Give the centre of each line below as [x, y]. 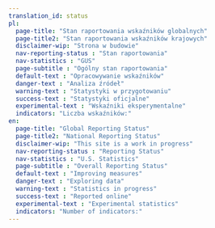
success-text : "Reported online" [74, 196]
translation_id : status [48, 16]
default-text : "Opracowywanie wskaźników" [90, 76]
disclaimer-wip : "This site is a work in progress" [105, 144]
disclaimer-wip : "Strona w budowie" [77, 46]
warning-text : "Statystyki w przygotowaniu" [94, 91]
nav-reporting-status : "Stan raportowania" [92, 53]
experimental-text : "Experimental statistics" [97, 204]
